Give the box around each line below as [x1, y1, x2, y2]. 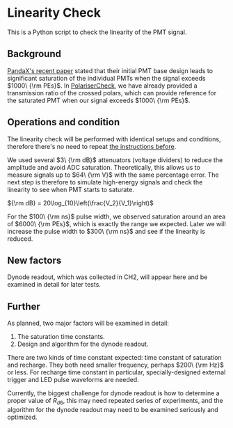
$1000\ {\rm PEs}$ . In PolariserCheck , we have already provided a [7, 81, 198, 90]
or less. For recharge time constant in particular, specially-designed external [7, 368, 226, 377]
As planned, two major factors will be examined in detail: [7, 319, 169, 328]
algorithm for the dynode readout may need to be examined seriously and [7, 405, 218, 413]
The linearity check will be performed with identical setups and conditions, [7, 134, 221, 143]
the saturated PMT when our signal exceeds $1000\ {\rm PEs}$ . [7, 96, 191, 104]
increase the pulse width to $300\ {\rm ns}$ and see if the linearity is [7, 227, 205, 235]
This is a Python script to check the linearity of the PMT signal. [7, 28, 187, 36]
